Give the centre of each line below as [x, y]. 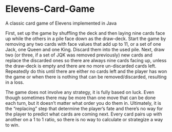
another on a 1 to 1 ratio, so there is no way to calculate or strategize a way [84, 119]
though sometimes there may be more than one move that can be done [80, 98]
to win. [12, 125]
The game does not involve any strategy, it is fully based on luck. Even [80, 92]
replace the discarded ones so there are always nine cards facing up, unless [86, 60]
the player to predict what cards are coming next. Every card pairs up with [84, 114]
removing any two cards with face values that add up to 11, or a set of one [83, 44]
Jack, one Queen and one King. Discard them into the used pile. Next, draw [85, 49]
